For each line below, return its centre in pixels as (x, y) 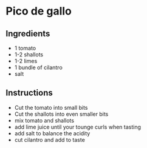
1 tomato (25, 48)
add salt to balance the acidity (52, 133)
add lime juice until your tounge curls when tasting (77, 127)
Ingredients (28, 34)
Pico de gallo (39, 11)
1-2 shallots (29, 55)
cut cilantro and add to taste (50, 140)
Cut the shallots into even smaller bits (61, 114)
